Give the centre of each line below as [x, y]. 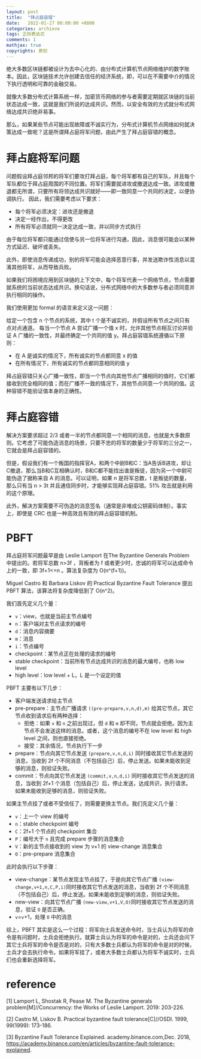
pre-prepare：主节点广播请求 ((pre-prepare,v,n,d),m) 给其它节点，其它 [104, 708]
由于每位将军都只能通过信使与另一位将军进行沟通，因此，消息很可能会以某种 [100, 239]
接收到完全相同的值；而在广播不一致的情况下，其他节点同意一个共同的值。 [98, 383]
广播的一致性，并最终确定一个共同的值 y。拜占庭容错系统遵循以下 [99, 335]
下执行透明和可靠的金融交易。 [43, 83]
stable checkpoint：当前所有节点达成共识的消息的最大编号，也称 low [100, 661]
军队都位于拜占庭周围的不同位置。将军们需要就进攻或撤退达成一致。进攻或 [98, 183]
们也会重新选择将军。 [32, 959]
